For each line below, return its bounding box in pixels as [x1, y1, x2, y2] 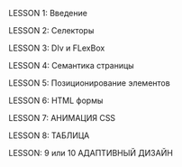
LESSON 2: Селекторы [8, 25, 95, 35]
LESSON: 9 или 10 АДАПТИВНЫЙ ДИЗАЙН [8, 148, 173, 158]
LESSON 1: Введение [8, 8, 87, 18]
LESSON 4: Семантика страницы [8, 60, 134, 70]
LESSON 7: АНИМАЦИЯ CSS [8, 113, 116, 123]
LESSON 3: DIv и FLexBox [8, 42, 105, 53]
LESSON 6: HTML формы [8, 95, 104, 106]
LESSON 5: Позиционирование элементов [8, 78, 170, 88]
